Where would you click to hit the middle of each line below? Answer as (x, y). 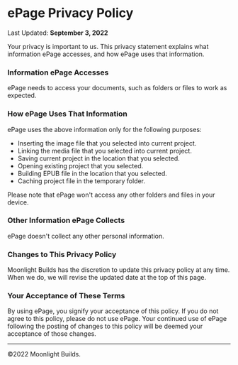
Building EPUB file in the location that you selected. (92, 173)
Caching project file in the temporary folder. (81, 181)
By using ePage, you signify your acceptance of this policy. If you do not (113, 311)
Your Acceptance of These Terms (66, 296)
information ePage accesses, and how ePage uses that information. (106, 54)
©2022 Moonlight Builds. (44, 354)
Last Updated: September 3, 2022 (58, 33)
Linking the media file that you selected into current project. (105, 151)
